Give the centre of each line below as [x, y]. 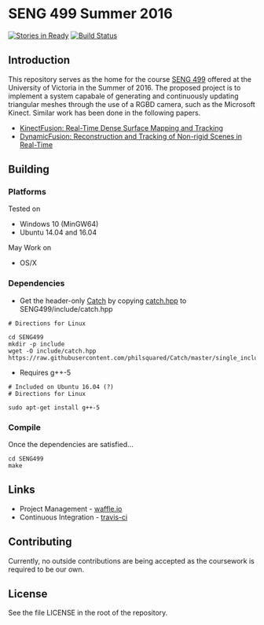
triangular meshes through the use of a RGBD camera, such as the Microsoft [132, 104]
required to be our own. [46, 569]
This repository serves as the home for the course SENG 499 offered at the [130, 79]
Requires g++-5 [45, 372]
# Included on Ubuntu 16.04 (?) [61, 386]
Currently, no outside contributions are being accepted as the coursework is [132, 560]
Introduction [39, 60]
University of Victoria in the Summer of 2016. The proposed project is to [125, 87]
